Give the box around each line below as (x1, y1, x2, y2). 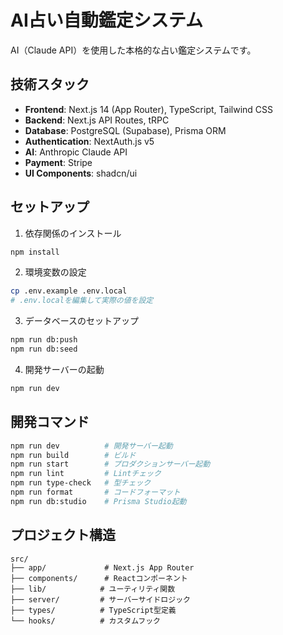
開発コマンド (10, 414, 90, 431)
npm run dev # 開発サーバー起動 (10, 441, 173, 451)
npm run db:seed (10, 344, 78, 355)
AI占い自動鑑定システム (10, 9, 203, 32)
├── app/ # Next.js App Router (10, 562, 195, 573)
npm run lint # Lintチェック (10, 469, 162, 479)
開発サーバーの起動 (24, 363, 105, 375)
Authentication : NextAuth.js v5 (24, 135, 155, 147)
